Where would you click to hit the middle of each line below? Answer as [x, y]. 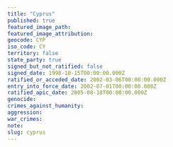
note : [15, 125]
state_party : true [34, 60]
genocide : [22, 100]
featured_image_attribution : [50, 34]
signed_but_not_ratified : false [55, 66]
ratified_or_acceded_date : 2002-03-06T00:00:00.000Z [87, 80]
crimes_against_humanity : [45, 106]
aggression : [25, 112]
